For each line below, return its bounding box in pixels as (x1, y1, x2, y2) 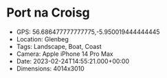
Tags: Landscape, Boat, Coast (16, 42, 102, 50)
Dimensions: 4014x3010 (16, 64, 85, 72)
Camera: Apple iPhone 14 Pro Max (16, 50, 114, 58)
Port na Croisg (6, 5, 90, 21)
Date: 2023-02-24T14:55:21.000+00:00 (16, 57, 130, 65)
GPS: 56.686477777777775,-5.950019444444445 (16, 28, 160, 36)
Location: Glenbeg (16, 35, 69, 43)
